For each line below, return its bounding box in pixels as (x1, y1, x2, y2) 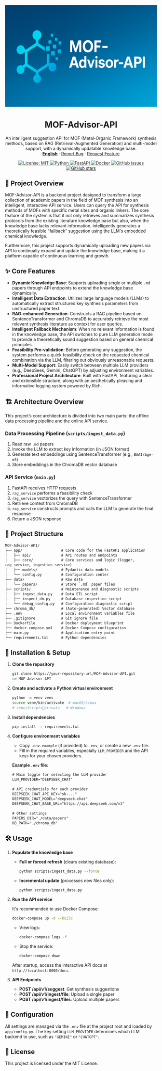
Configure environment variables (12, 733, 81, 739)
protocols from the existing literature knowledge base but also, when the (5, 218, 149, 224)
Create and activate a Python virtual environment (12, 686, 113, 691)
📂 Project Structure (5, 530, 64, 538)
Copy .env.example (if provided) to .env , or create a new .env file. (19, 742, 149, 748)
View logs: (19, 925, 40, 930)
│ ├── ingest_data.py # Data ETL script (5, 591, 98, 597)
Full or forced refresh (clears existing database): (19, 859, 117, 865)
